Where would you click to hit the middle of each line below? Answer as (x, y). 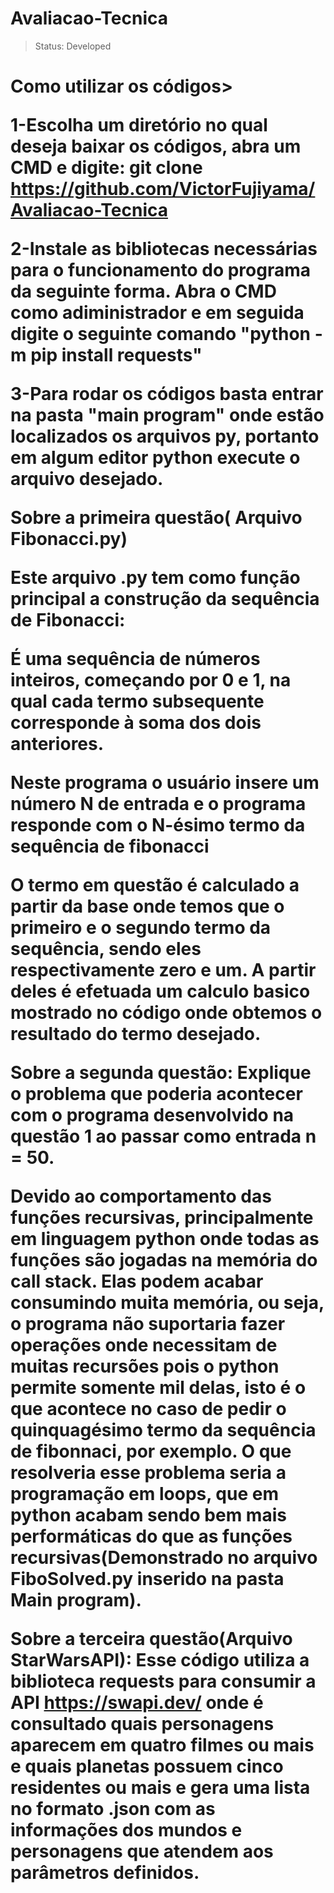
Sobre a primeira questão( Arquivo (156, 518)
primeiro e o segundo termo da (141, 928)
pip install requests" (116, 355)
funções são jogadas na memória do (164, 1260)
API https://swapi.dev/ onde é (137, 1703)
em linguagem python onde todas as (165, 1239)
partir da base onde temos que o (147, 906)
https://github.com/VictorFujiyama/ (163, 189)
